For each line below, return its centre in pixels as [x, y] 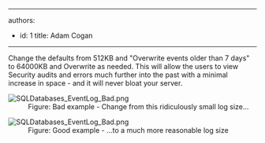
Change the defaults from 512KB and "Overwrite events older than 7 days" [129, 58]
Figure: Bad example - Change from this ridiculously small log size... [138, 106]
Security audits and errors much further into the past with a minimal [118, 75]
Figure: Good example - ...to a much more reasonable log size [128, 130]
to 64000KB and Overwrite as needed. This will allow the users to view [123, 66]
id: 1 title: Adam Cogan [56, 35]
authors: [22, 20]
